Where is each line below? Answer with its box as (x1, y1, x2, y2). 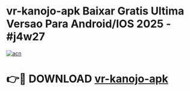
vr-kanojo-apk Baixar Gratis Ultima (6, 4, 185, 18)
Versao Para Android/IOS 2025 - (6, 17, 171, 31)
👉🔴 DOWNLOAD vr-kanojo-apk (6, 72, 169, 86)
